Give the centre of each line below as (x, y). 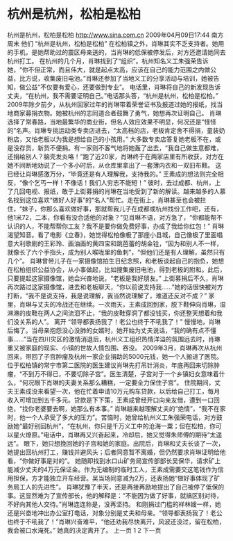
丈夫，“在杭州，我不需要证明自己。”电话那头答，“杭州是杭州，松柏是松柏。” (113, 95)
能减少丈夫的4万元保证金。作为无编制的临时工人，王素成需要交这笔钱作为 (113, 469)
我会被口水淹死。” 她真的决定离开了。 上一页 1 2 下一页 (84, 530)
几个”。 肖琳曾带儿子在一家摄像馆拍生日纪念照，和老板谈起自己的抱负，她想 (116, 261)
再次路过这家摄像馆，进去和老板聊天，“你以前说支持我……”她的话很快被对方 (115, 286)
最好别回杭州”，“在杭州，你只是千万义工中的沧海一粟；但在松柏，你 (119, 426)
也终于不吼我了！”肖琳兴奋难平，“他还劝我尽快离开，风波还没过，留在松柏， (116, 522)
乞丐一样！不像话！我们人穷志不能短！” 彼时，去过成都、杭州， (124, 182)
